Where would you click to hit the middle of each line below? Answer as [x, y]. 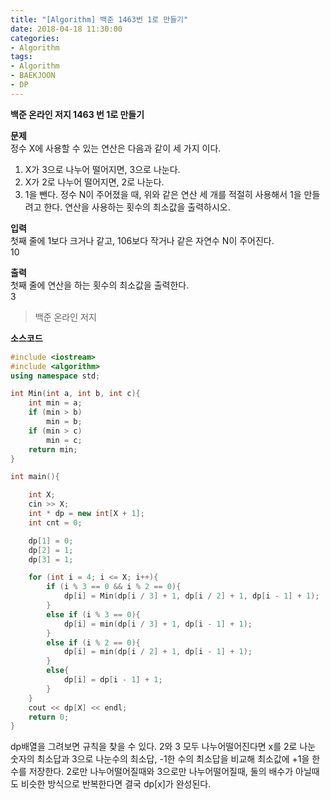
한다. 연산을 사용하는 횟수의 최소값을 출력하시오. [137, 207]
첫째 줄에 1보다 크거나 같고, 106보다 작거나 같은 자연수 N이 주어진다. [142, 240]
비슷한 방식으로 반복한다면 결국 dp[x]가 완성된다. [116, 784]
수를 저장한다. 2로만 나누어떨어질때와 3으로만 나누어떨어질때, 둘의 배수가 [152, 772]
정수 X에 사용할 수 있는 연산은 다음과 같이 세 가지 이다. [116, 148]
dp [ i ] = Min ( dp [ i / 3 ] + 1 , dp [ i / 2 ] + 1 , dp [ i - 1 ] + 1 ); [191, 596]
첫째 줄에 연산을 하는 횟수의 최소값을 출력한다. [100, 285]
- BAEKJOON [33, 76]
